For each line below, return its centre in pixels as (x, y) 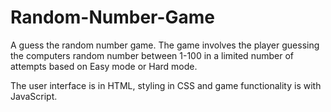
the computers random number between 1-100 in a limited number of (152, 55)
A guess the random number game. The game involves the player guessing (165, 45)
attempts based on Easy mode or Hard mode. (104, 66)
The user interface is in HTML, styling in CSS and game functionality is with (166, 85)
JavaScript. (34, 96)
